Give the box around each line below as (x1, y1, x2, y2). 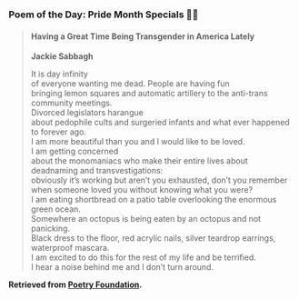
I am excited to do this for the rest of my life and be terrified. (30, 252, 256, 263)
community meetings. (30, 97, 113, 108)
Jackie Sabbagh (30, 51, 94, 62)
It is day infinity (30, 68, 88, 80)
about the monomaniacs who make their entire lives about (30, 155, 249, 166)
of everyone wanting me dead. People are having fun (30, 78, 231, 89)
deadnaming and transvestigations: (30, 165, 164, 176)
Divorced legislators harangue (30, 107, 145, 118)
